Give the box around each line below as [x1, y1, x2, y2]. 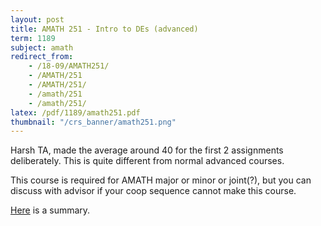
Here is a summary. [10, 204, 91, 216]
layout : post [10, 14, 65, 25]
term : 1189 [10, 33, 56, 43]
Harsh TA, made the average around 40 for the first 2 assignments [10, 144, 284, 156]
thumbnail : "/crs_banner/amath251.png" [10, 117, 177, 127]
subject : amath [10, 42, 74, 53]
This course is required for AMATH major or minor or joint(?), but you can [10, 174, 312, 186]
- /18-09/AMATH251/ [28, 61, 110, 71]
